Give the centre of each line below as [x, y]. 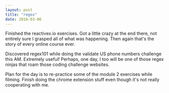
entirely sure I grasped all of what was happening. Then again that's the [80, 39]
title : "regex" [21, 15]
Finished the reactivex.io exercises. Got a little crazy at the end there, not [81, 34]
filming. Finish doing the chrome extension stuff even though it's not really [82, 80]
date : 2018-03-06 [23, 19]
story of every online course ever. [40, 44]
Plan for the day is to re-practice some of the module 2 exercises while [79, 74]
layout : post [19, 10]
